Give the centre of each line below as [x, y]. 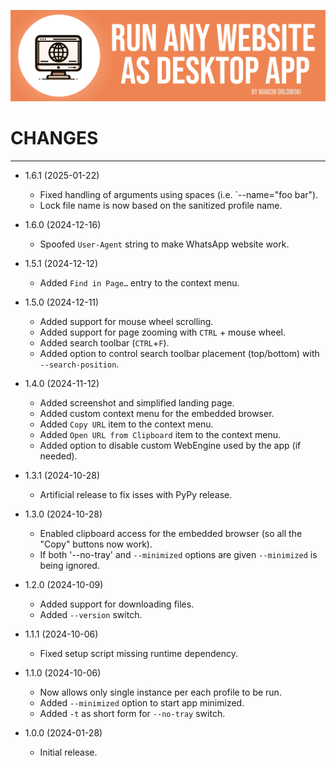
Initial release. [68, 752]
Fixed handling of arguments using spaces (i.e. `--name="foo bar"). [179, 195]
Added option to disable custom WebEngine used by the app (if [170, 446]
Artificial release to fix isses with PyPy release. [136, 495]
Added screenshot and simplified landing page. [137, 403]
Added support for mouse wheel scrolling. [126, 322]
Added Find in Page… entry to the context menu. [139, 283]
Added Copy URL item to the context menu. [126, 424]
